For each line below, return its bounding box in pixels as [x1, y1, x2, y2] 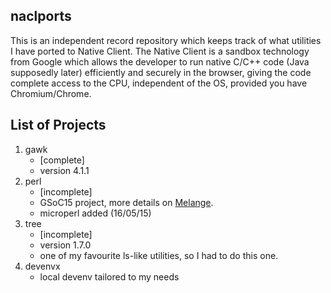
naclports [10, 8, 72, 25]
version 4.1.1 [39, 164, 90, 176]
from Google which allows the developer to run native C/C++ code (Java [10, 55, 310, 68]
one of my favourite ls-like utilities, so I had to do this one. [39, 249, 279, 261]
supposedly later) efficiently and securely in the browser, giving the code [10, 66, 312, 78]
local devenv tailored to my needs [39, 270, 180, 283]
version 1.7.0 [39, 239, 92, 251]
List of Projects [10, 117, 107, 134]
